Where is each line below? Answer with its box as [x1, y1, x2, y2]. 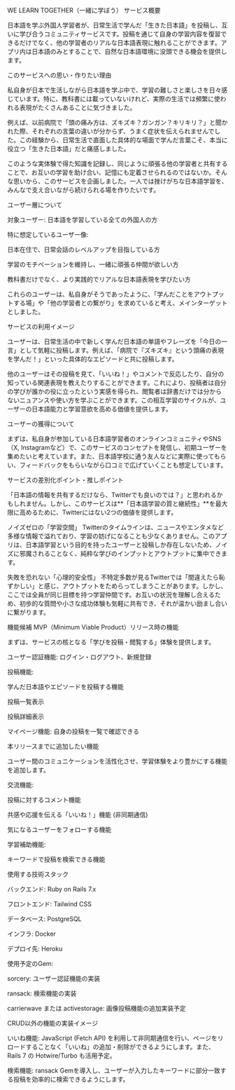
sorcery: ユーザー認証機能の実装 [7, 974, 101, 983]
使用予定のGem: [7, 960, 54, 967]
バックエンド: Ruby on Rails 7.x [7, 885, 97, 893]
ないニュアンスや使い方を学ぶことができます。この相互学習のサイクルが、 [7, 396, 220, 404]
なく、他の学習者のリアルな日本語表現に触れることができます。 [37, 39, 222, 47]
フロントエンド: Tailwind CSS [7, 900, 92, 908]
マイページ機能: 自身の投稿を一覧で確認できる [7, 728, 140, 735]
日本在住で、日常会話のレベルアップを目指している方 [7, 245, 161, 254]
